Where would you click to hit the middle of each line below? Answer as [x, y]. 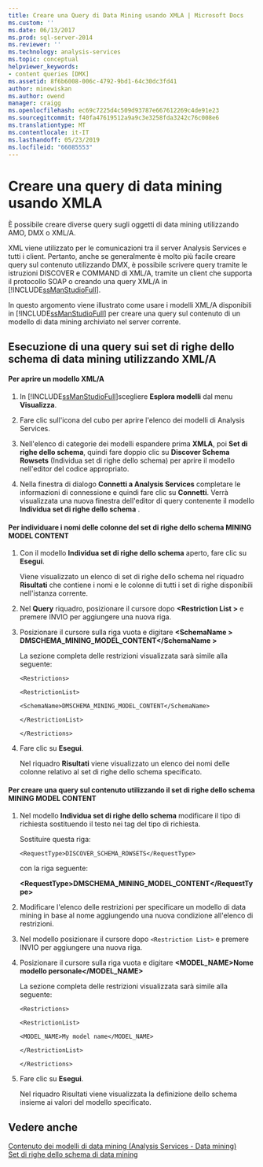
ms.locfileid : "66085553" [50, 147]
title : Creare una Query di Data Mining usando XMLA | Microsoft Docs [126, 15]
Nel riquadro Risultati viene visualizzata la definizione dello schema [128, 1094]
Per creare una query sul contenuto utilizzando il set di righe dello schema [131, 790]
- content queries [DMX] [49, 74]
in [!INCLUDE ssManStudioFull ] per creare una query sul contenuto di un [124, 314]
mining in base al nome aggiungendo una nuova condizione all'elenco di [136, 916]
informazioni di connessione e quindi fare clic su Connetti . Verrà [124, 492]
